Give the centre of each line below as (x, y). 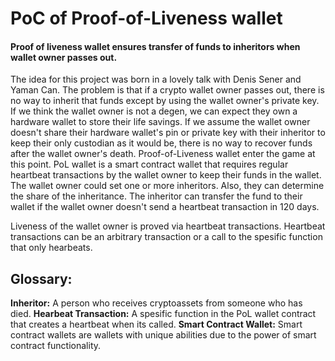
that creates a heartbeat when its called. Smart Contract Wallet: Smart (156, 324)
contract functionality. (56, 346)
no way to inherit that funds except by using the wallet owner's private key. (165, 101)
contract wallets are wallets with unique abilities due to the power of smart (163, 335)
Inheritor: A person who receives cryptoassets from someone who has (156, 303)
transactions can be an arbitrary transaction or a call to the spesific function (166, 237)
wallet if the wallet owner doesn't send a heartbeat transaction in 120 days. (165, 207)
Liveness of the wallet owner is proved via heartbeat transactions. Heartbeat (168, 226)
